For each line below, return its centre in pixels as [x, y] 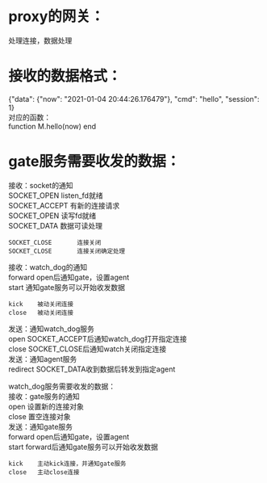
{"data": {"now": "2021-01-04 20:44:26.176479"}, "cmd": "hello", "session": [134, 99]
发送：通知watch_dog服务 [51, 329]
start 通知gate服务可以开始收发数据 [67, 287]
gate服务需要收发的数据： [94, 162]
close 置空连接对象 [40, 416]
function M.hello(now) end [52, 126]
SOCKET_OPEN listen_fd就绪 [56, 195]
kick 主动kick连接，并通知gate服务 [67, 464]
